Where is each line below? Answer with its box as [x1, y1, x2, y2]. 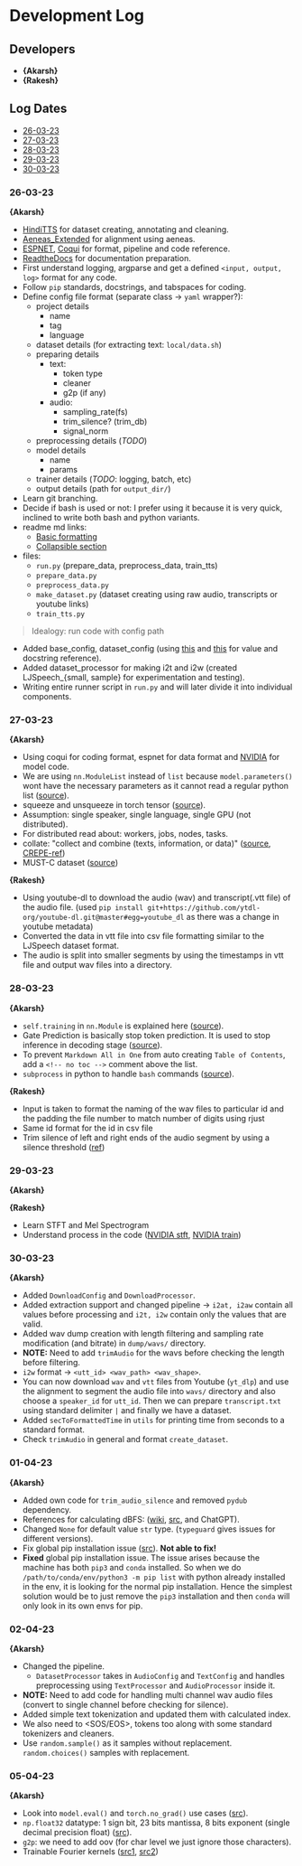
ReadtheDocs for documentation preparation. [22, 253, 191, 264]
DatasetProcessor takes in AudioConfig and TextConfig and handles [35, 1670, 286, 1681]
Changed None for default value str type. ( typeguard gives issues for [22, 1524, 276, 1534]
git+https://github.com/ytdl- [147, 904, 261, 913]
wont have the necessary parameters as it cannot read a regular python [22, 781, 289, 792]
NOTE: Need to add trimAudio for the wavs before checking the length [22, 1347, 285, 1358]
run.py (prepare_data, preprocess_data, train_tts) [35, 560, 218, 571]
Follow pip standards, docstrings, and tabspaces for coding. [22, 282, 246, 293]
